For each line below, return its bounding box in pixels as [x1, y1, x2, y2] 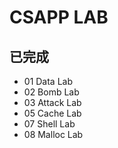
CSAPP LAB [9, 6, 109, 29]
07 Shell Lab [23, 118, 76, 130]
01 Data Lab [23, 76, 74, 87]
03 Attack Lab [23, 97, 82, 108]
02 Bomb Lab [23, 86, 80, 98]
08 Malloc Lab [23, 129, 84, 140]
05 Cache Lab [23, 107, 82, 119]
